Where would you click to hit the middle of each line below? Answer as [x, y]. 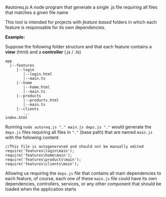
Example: [15, 37]
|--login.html [38, 74]
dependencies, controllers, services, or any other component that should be [83, 184]
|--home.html [37, 87]
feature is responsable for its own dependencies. [55, 27]
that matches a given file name [37, 12]
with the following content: [32, 137]
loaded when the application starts [41, 189]
